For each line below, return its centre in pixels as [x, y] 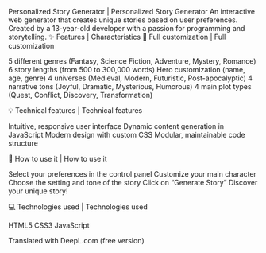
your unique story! [38, 191]
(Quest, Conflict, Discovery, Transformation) [81, 95]
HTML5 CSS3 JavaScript [49, 225]
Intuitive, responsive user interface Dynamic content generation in [116, 126]
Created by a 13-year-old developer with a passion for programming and [127, 28]
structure [23, 143]
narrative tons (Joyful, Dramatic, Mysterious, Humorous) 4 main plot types [130, 86]
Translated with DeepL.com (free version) [76, 241]
